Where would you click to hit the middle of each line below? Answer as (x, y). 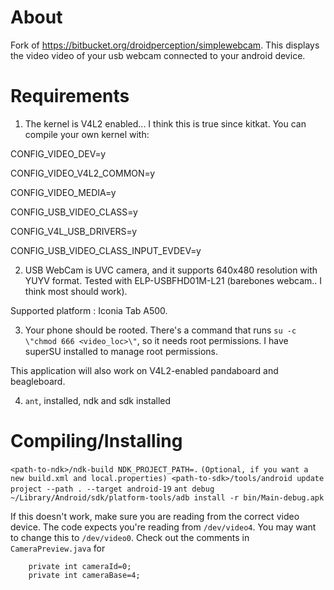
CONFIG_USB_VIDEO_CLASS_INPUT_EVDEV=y (106, 250)
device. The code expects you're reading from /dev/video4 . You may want (163, 527)
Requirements (70, 96)
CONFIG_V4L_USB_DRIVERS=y (74, 231)
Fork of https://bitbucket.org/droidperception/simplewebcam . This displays (165, 45)
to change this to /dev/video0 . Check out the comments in (130, 537)
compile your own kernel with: (87, 134)
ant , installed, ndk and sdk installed (98, 400)
